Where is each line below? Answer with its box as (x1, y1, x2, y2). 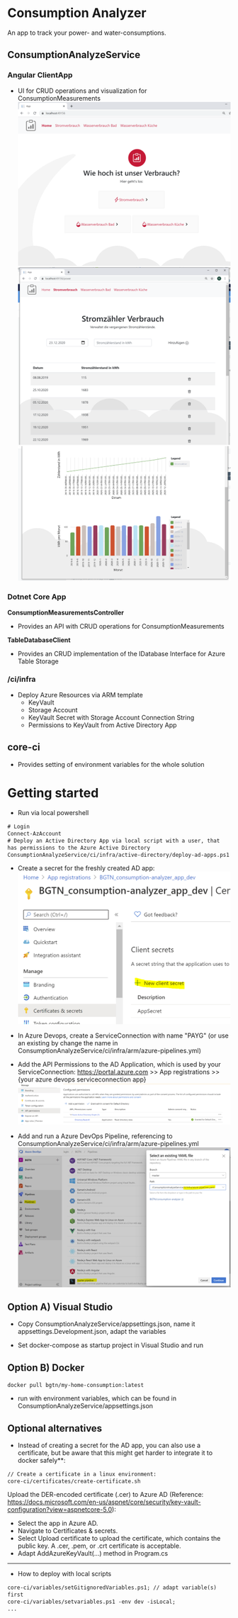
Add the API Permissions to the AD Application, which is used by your (17, 1060, 221, 1069)
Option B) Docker (7, 1361, 85, 1373)
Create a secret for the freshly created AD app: (17, 863, 155, 872)
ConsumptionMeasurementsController (7, 608, 124, 617)
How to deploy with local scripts (17, 1570, 112, 1578)
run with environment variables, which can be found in (17, 1394, 177, 1403)
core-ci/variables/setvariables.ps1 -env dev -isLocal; (7, 1598, 176, 1606)
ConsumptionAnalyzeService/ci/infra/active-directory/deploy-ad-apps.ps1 (7, 851, 230, 858)
